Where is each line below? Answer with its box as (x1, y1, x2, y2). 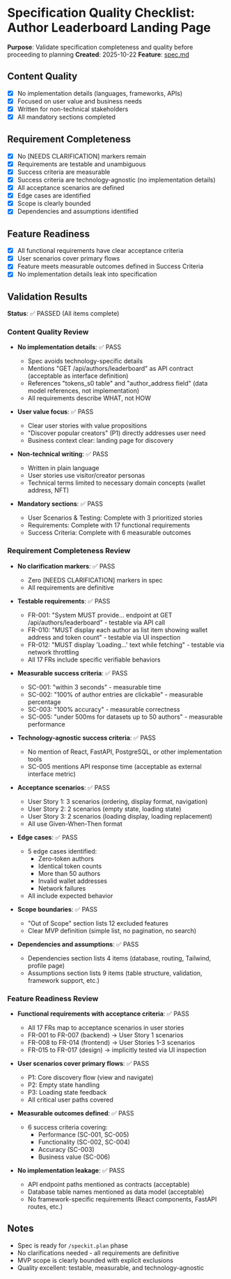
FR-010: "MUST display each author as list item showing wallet (27, 625, 208, 634)
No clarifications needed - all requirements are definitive (17, 1248, 180, 1257)
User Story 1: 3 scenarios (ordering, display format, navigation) (27, 797, 208, 805)
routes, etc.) (27, 1203, 63, 1211)
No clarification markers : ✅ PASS (17, 562, 115, 570)
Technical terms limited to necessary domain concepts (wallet (27, 478, 206, 487)
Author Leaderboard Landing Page (7, 20, 211, 36)
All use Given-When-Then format (27, 819, 123, 828)
